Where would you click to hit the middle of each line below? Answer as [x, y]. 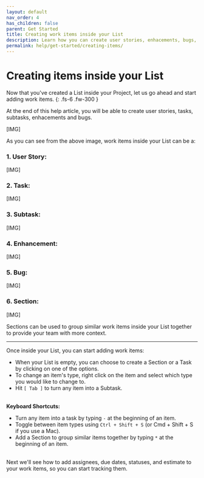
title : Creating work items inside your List [65, 35]
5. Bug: [17, 272]
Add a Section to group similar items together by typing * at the [94, 437]
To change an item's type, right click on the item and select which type [104, 375]
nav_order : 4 [23, 18]
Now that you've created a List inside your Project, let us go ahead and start [101, 92]
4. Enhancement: [32, 244]
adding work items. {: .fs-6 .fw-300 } [53, 99]
